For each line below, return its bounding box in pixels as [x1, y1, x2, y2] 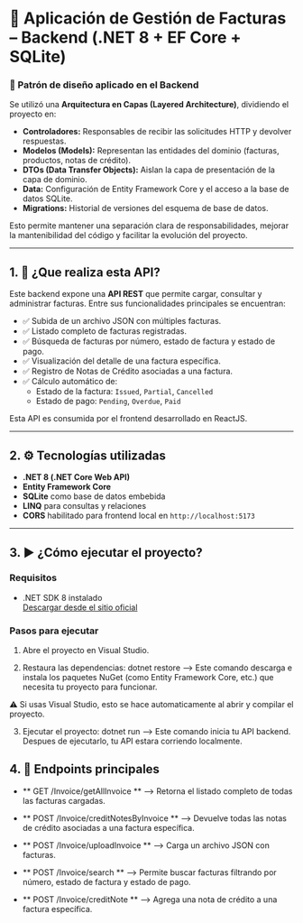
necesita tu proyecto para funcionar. [22, 681, 158, 693]
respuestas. [22, 135, 67, 147]
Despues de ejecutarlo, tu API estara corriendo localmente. [22, 735, 243, 747]
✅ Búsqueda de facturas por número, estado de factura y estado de [22, 336, 276, 346]
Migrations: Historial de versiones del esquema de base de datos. [22, 203, 269, 214]
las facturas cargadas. [22, 795, 106, 806]
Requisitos [9, 572, 57, 585]
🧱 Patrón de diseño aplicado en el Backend [9, 78, 199, 91]
